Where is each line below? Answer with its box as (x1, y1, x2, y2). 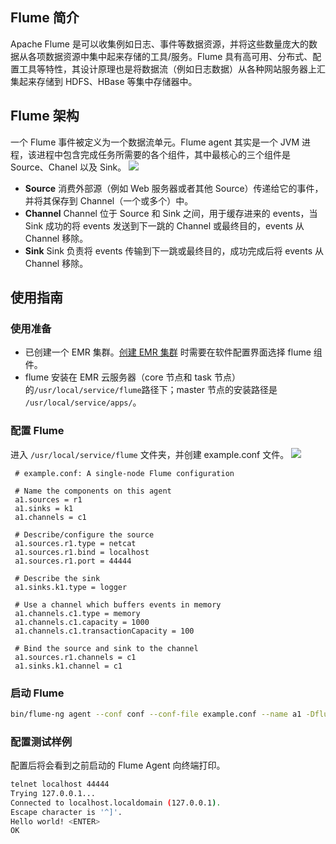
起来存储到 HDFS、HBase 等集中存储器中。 (18, 75, 198, 87)
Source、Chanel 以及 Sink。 (10, 161, 127, 173)
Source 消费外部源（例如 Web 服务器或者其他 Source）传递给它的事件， (24, 182, 324, 194)
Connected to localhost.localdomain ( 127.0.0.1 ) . (10, 798, 222, 808)
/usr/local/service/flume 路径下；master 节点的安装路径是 (33, 384, 278, 396)
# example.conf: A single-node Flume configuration (14, 468, 235, 478)
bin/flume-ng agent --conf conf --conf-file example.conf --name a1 (10, 709, 302, 719)
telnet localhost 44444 (10, 779, 110, 790)
